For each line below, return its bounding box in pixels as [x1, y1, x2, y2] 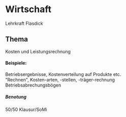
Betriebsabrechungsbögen [5, 82, 61, 88]
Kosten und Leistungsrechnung [5, 48, 71, 54]
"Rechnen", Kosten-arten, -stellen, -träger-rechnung [5, 76, 115, 83]
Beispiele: [5, 60, 27, 66]
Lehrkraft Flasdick [5, 20, 43, 26]
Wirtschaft [5, 4, 52, 15]
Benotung [5, 94, 27, 100]
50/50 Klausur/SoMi [5, 106, 47, 112]
